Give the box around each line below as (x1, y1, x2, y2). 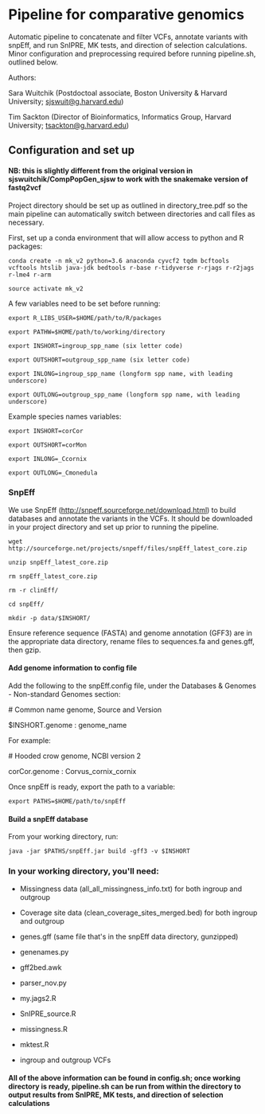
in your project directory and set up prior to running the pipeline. (8, 522, 219, 531)
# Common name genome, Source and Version (8, 705, 162, 714)
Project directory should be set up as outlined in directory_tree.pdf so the (8, 201, 248, 210)
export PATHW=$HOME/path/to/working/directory (8, 328, 166, 336)
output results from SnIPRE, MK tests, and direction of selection (8, 1090, 224, 1100)
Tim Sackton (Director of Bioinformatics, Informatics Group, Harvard (8, 111, 232, 121)
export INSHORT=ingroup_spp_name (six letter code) (8, 342, 183, 350)
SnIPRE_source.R (19, 1009, 76, 1018)
